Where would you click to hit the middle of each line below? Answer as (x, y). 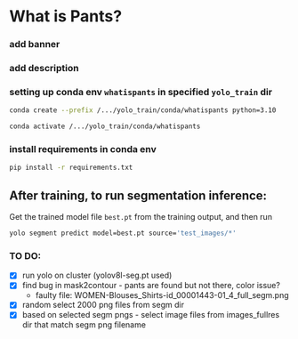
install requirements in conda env (83, 149)
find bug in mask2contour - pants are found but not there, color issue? (151, 286)
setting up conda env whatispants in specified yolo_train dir (141, 92)
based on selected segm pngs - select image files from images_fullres (151, 315)
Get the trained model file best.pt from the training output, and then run (141, 217)
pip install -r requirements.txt (71, 168)
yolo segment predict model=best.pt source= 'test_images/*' (123, 233)
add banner (35, 44)
